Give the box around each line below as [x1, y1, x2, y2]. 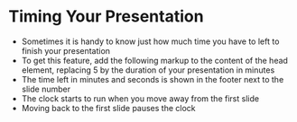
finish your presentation [21, 45, 110, 56]
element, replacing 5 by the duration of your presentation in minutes [21, 65, 275, 75]
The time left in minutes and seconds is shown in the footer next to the [21, 74, 284, 84]
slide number [21, 83, 71, 94]
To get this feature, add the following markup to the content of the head [21, 55, 288, 65]
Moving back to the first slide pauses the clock [21, 102, 196, 113]
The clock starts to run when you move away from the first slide [21, 92, 259, 104]
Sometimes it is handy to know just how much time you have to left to [21, 36, 280, 47]
